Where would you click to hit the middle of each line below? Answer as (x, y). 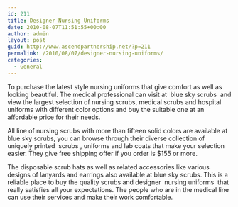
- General (28, 67)
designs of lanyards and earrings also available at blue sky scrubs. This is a (118, 174)
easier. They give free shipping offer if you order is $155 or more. (102, 153)
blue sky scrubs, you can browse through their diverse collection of (106, 138)
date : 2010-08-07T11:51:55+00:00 (57, 27)
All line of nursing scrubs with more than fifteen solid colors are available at (118, 130)
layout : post (27, 40)
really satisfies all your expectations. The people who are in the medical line (118, 189)
